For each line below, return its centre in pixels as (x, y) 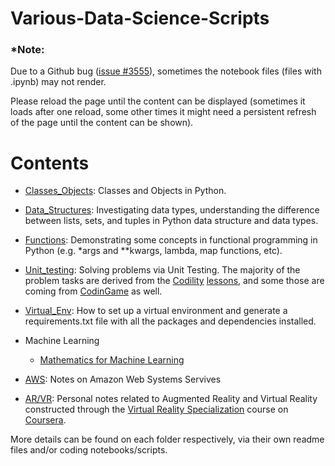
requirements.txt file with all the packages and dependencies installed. (170, 321)
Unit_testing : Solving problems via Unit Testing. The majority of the (162, 270)
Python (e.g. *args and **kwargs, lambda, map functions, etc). (153, 251)
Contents (50, 163)
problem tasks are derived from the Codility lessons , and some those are (174, 281)
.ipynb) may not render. (58, 82)
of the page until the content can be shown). (102, 123)
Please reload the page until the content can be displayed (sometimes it (158, 101)
